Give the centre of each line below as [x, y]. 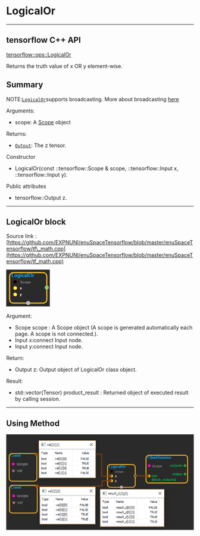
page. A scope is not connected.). [56, 334]
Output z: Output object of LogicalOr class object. [76, 369]
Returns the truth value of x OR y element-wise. [65, 66]
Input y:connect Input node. [49, 347]
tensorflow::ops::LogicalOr [39, 54]
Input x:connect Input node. [49, 340]
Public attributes [26, 186]
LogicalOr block [36, 222]
